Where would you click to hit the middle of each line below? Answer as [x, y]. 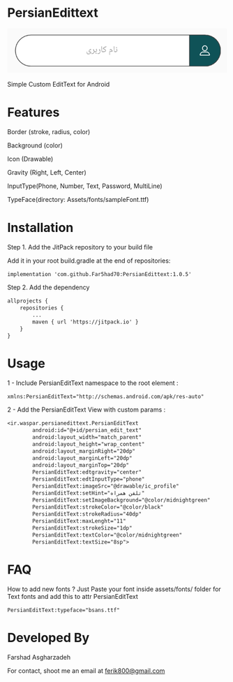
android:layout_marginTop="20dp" [81, 465]
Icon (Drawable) [30, 159]
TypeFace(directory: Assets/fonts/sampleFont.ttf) [78, 199]
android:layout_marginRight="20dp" [84, 451]
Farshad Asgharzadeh [39, 657]
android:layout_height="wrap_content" [89, 444]
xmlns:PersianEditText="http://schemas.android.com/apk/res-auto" [106, 396]
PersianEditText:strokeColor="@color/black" [98, 507]
